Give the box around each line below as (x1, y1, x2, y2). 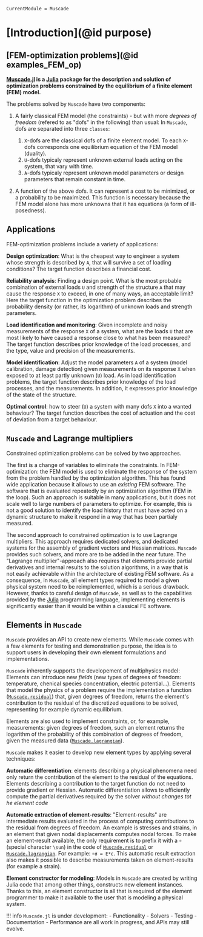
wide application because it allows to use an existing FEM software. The (6, 480, 186, 488)
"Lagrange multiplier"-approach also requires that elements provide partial (6, 557, 193, 564)
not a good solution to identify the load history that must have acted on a (6, 507, 188, 514)
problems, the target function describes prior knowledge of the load (6, 378, 176, 386)
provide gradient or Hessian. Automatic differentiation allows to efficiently (6, 786, 190, 794)
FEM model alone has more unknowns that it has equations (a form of (15, 201, 189, 207)
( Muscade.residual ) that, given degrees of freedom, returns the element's (6, 693, 189, 700)
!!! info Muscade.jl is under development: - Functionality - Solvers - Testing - (6, 912, 197, 919)
